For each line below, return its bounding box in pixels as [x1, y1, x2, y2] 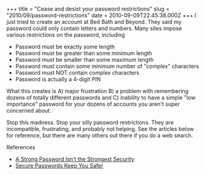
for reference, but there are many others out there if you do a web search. [6, 132, 193, 139]
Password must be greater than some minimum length [15, 50, 152, 57]
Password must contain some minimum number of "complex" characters [15, 62, 199, 70]
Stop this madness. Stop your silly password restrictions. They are [6, 119, 174, 126]
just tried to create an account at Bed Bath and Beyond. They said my [6, 18, 182, 25]
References [6, 144, 36, 151]
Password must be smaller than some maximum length [15, 56, 154, 63]
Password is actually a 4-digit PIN [15, 76, 101, 83]
